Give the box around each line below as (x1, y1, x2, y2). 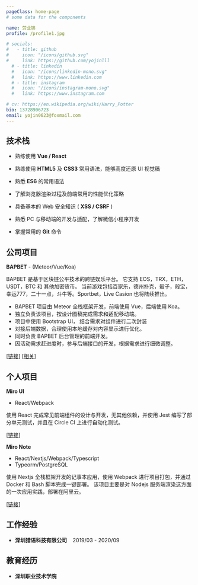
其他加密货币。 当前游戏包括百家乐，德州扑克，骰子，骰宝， (43, 283, 191, 290)
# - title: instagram (11, 79, 65, 86)
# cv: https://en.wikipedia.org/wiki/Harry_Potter (6, 101, 134, 107)
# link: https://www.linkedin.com (11, 74, 102, 80)
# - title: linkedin (11, 63, 62, 69)
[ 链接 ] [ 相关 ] (6, 353, 37, 360)
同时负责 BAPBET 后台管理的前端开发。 (14, 333, 111, 340)
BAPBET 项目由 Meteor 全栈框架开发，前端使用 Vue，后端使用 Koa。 (14, 303, 183, 310)
